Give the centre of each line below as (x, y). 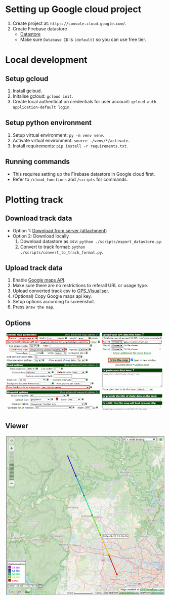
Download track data (39, 218)
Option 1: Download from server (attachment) (60, 230)
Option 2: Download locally (41, 236)
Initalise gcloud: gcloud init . (43, 96)
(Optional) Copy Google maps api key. (52, 296)
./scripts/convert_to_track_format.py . (62, 252)
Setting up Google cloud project (73, 9)
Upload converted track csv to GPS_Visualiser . (61, 291)
